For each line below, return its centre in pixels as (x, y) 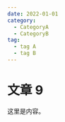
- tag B (25, 54)
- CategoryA (31, 27)
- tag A (25, 47)
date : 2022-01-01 (33, 14)
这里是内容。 (26, 111)
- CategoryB (31, 33)
